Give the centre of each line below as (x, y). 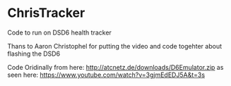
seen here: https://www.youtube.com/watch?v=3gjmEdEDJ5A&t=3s (106, 75)
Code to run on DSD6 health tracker (59, 32)
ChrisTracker (46, 13)
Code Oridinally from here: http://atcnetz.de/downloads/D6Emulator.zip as (115, 67)
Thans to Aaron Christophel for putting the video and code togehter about (115, 46)
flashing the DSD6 (34, 54)
